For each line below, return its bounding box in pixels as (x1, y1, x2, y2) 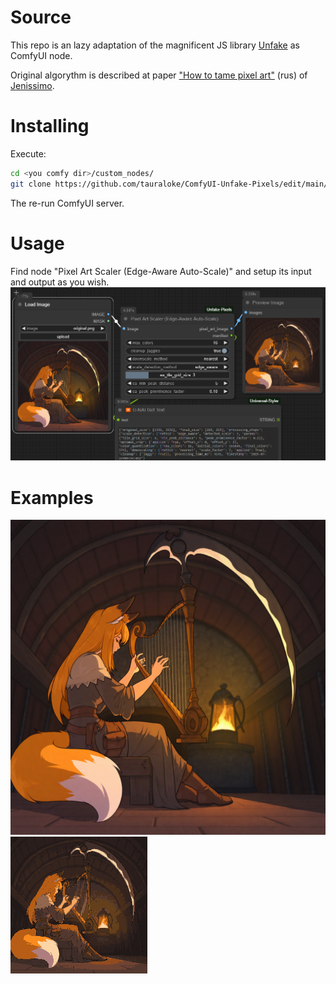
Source (10, 6, 72, 29)
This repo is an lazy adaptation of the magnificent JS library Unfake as (10, 39, 300, 51)
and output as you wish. (10, 276, 110, 288)
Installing (10, 115, 90, 138)
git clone (10, 179, 52, 189)
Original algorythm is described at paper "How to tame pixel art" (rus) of (10, 69, 308, 81)
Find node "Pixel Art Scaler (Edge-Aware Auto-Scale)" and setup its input (10, 265, 312, 277)
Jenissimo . (10, 79, 55, 91)
